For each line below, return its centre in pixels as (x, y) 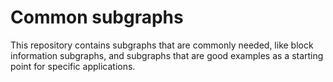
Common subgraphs (97, 17)
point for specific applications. (73, 66)
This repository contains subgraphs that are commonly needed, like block (162, 45)
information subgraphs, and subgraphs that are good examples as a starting (167, 55)
